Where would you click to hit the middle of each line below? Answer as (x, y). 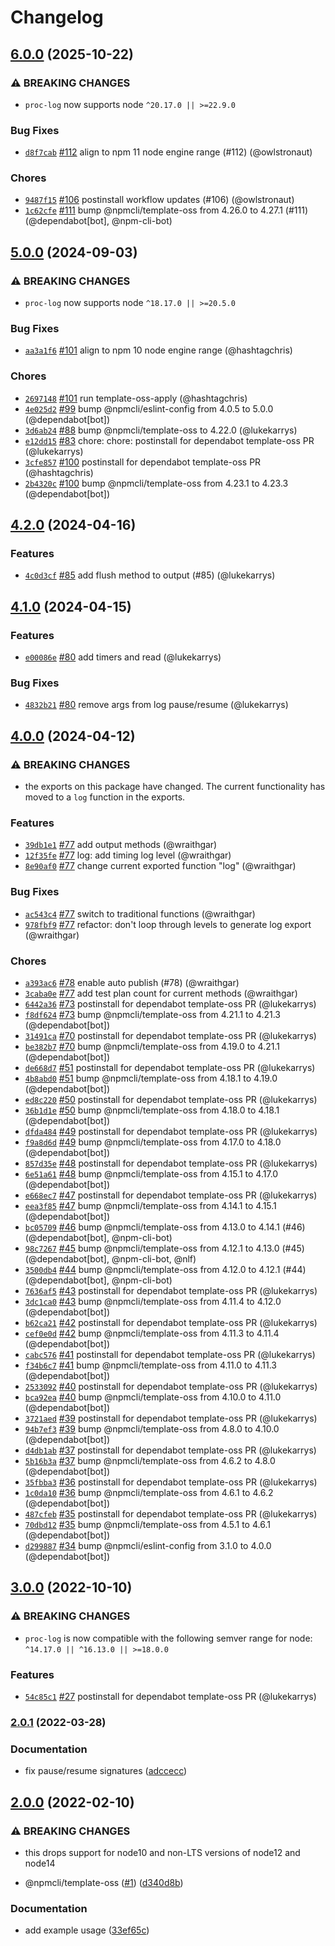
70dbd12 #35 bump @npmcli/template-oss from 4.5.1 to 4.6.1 (147, 1524)
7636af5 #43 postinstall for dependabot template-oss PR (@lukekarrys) (171, 1290)
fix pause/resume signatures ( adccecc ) (106, 1771)
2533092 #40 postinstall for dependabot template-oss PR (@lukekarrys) (171, 1386)
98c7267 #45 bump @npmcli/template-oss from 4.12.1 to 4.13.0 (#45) (164, 1248)
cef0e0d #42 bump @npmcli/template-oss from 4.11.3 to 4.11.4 (152, 1333)
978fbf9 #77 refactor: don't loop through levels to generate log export (168, 924)
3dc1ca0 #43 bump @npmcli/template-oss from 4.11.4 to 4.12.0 (153, 1301)
